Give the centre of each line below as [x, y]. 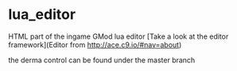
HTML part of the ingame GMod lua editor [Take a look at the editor [118, 36]
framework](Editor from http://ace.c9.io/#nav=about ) [95, 44]
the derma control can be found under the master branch [102, 60]
